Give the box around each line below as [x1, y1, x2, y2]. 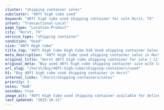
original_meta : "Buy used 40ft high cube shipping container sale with [5, 61, 154, 66]
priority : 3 [5, 79, 29, 84]
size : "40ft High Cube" [5, 43, 54, 48]
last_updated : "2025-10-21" [5, 98, 62, 103]
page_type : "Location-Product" [5, 25, 69, 30]
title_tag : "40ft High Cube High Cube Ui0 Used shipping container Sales [5, 48, 159, 53]
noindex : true [5, 89, 34, 93]
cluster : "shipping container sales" [5, 7, 82, 12]
